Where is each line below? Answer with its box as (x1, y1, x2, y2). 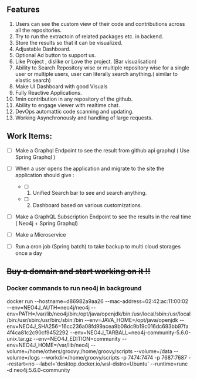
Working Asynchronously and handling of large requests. (15, 114, 153, 121)
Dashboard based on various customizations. (32, 201, 142, 208)
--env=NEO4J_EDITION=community (33, 335, 121, 342)
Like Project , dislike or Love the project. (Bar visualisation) (15, 58, 157, 65)
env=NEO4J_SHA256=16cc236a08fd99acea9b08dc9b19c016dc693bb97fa (6, 323, 189, 330)
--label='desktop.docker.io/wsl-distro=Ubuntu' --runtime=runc (35, 360, 188, 367)
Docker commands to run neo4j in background (6, 284, 142, 292)
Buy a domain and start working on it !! (6, 267, 151, 277)
